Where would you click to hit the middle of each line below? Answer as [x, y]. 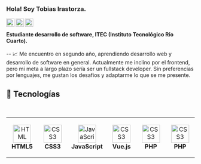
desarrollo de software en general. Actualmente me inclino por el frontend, [98, 63]
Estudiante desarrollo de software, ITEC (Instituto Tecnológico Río [90, 35]
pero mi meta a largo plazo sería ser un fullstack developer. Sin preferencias [100, 69]
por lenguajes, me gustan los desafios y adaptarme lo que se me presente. [98, 75]
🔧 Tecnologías [33, 94]
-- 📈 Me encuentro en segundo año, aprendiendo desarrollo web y [89, 54]
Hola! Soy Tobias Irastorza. [46, 9]
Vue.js [121, 146]
